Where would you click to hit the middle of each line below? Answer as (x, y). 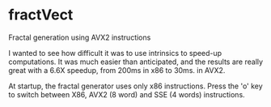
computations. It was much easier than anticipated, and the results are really (136, 62)
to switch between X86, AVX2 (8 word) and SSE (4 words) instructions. (127, 94)
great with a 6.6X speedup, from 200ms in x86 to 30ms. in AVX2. (117, 70)
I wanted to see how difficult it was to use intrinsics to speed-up (115, 53)
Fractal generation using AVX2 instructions (80, 37)
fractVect (41, 15)
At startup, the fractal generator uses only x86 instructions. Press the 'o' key (135, 86)
